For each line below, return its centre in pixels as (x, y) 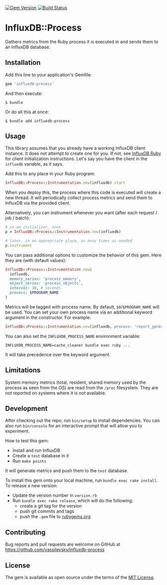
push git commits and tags (47, 511)
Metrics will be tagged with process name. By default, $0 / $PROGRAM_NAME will (83, 306)
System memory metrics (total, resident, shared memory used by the (76, 382)
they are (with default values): (36, 260)
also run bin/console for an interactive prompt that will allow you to (74, 426)
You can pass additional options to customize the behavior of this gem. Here (83, 255)
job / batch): (18, 218)
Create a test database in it (41, 456)
